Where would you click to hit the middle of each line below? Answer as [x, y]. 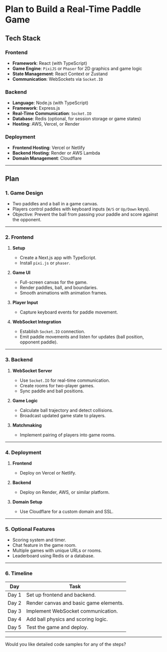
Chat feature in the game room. [44, 545]
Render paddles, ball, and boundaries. [59, 288]
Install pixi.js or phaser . [45, 263]
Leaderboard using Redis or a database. [53, 556]
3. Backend [19, 360]
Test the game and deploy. [57, 627]
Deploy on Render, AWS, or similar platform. [65, 492]
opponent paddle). [39, 342]
